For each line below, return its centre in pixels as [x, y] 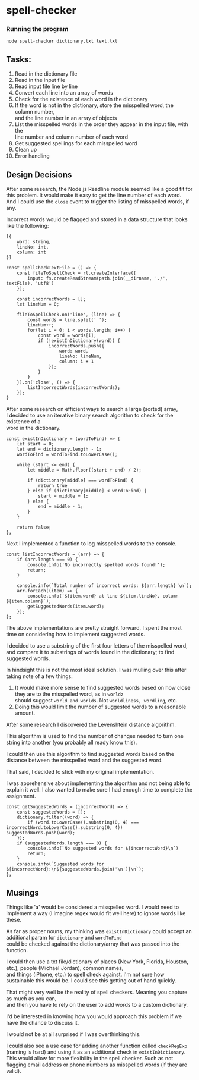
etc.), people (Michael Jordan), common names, [65, 968]
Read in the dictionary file [46, 74]
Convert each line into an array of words [64, 93]
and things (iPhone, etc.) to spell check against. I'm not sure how [85, 974]
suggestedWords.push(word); [41, 833]
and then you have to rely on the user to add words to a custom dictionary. [97, 1004]
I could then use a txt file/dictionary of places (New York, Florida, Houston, [97, 962]
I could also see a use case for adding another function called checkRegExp [97, 1046]
